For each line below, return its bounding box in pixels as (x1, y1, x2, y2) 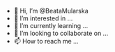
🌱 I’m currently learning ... (13, 22, 89, 30)
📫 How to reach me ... (13, 37, 79, 45)
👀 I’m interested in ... (13, 14, 73, 22)
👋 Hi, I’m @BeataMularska (13, 7, 89, 15)
